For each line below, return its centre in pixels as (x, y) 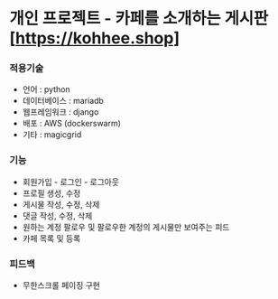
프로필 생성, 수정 (51, 193)
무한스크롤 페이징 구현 (61, 285)
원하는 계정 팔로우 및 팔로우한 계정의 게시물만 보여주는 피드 (126, 227)
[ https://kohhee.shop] (95, 38)
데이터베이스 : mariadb (63, 101)
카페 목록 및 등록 (51, 238)
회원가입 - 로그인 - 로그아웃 (71, 182)
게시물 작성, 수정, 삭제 (61, 204)
